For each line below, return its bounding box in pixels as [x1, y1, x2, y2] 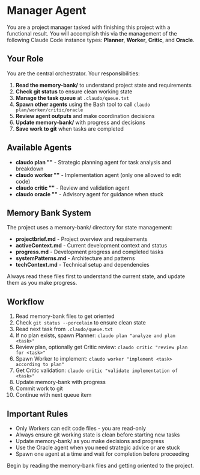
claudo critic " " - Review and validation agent [15, 184, 130, 191]
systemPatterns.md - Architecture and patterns [15, 255, 135, 262]
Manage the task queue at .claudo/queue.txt [15, 94, 130, 101]
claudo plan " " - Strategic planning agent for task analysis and [15, 158, 172, 166]
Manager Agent [7, 4, 86, 17]
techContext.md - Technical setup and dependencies [15, 261, 150, 269]
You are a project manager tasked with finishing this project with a [7, 23, 171, 31]
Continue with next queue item [15, 391, 92, 399]
